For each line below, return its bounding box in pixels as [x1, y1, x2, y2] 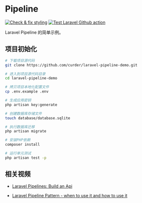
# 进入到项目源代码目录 [5, 71, 46, 76]
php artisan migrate [5, 129, 47, 134]
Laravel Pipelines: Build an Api [12, 183, 73, 189]
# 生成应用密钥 [5, 98, 32, 103]
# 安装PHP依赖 [5, 138, 31, 142]
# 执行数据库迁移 [5, 125, 35, 129]
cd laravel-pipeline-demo [5, 76, 57, 81]
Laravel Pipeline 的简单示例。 [5, 29, 64, 35]
